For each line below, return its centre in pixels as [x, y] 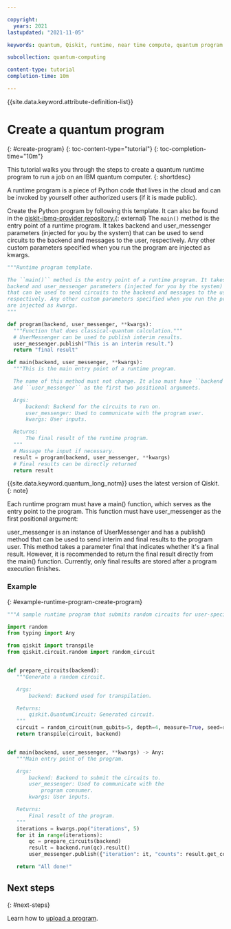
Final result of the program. [72, 816]
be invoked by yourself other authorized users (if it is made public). [102, 197]
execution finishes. [34, 569]
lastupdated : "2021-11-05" [46, 32]
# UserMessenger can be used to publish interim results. [98, 337]
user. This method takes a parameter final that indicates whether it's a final [113, 547]
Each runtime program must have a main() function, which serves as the [109, 504]
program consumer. [67, 790]
